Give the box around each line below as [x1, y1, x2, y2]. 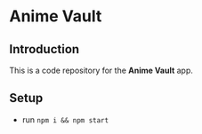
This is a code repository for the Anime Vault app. [9, 65, 194, 75]
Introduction [9, 42, 80, 57]
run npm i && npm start [21, 114, 109, 125]
